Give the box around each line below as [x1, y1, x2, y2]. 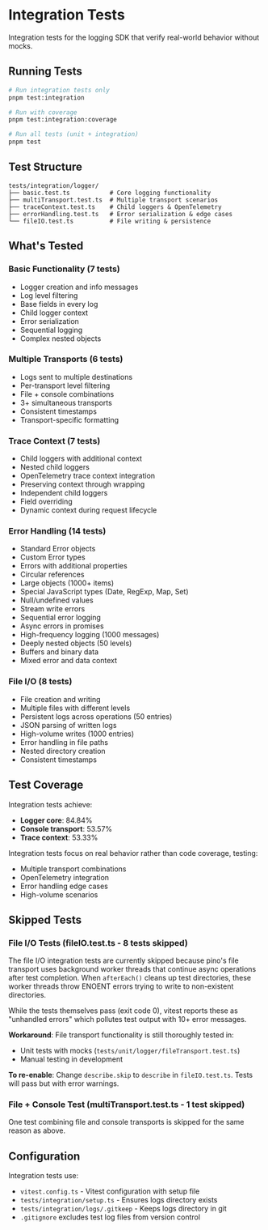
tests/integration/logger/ [8, 181, 99, 189]
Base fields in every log [19, 299, 98, 309]
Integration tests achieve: [8, 799, 93, 809]
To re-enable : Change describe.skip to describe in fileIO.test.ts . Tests [8, 1070, 253, 1080]
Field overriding [19, 496, 73, 507]
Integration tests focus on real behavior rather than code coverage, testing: [8, 848, 258, 858]
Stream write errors [19, 604, 86, 614]
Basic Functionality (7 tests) [8, 263, 121, 275]
